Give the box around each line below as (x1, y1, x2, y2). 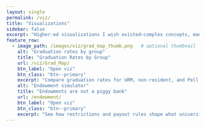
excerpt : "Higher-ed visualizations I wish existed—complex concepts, (6, 32, 191, 38)
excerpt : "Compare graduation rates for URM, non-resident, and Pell (17, 77, 199, 83)
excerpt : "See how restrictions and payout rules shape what (17, 111, 177, 117)
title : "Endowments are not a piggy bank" (17, 89, 128, 95)
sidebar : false (6, 26, 45, 32)
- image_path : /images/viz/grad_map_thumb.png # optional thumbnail (12, 43, 196, 49)
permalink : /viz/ (6, 15, 51, 21)
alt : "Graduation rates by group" (17, 49, 105, 55)
